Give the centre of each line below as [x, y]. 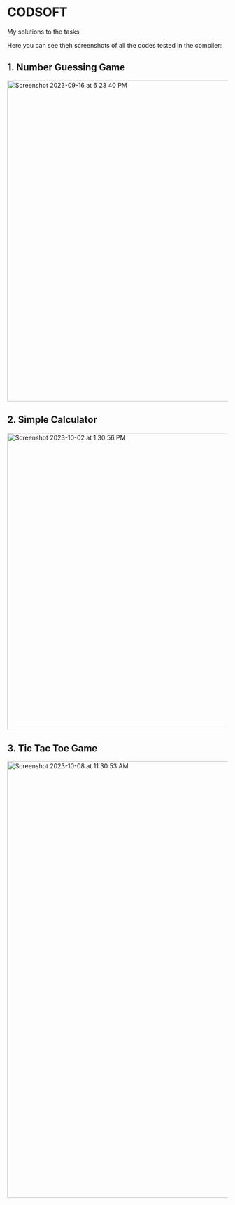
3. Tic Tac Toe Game [52, 748]
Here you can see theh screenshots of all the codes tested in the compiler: [115, 45]
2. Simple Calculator [52, 420]
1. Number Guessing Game [66, 67]
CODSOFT [37, 12]
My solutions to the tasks [43, 32]
